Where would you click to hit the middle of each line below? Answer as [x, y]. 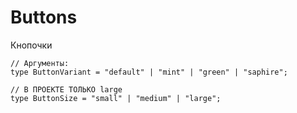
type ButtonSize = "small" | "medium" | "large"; [116, 98]
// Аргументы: [40, 63]
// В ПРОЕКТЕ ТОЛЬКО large [66, 89]
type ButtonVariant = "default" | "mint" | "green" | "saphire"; [149, 72]
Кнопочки [31, 45]
